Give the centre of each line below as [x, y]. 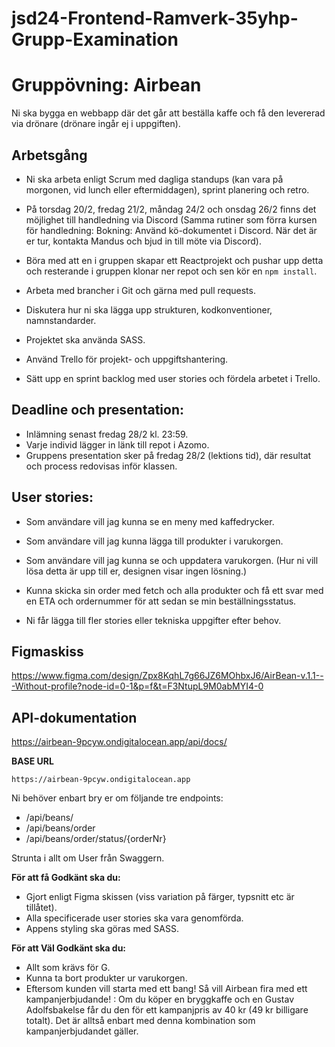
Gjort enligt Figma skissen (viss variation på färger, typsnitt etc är [160, 897]
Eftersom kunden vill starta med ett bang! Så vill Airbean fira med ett [166, 989]
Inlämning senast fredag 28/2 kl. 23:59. [107, 434]
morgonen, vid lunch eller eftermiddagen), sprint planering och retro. [167, 189]
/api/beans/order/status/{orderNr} [96, 839]
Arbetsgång [49, 155]
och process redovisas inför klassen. [101, 466]
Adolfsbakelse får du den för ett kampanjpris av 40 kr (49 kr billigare [167, 1010]
